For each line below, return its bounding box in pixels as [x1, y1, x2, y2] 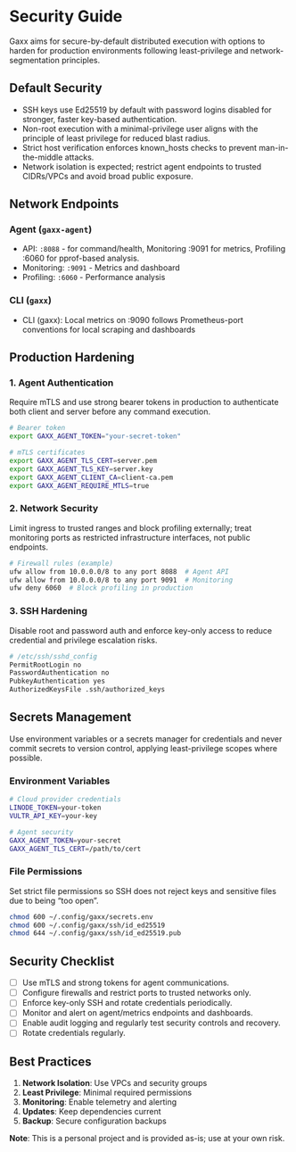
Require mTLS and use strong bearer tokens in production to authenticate [9, 397, 279, 408]
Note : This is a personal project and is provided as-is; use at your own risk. [9, 1133, 285, 1144]
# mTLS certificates [9, 448, 86, 457]
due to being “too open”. [9, 895, 99, 906]
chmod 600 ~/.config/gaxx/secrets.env [9, 912, 153, 921]
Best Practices [9, 1054, 92, 1069]
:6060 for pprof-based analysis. [21, 253, 140, 264]
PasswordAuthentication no [9, 668, 110, 677]
